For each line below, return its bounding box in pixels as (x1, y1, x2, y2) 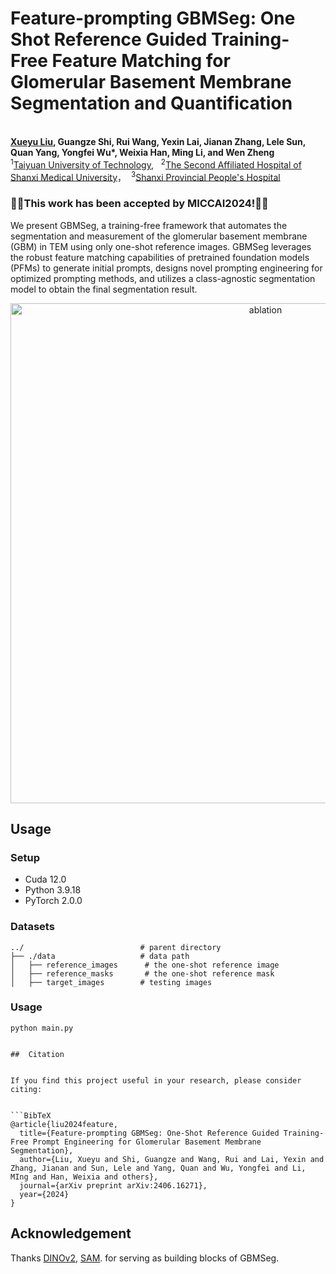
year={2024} (19, 1189, 70, 1199)
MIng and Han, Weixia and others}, (10, 1172, 159, 1182)
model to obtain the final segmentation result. (10, 283, 198, 295)
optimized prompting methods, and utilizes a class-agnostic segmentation (10, 272, 316, 284)
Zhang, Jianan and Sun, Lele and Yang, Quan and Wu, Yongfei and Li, (10, 1163, 307, 1173)
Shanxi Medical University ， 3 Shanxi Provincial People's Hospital (10, 169, 281, 183)
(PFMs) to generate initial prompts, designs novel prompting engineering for (10, 262, 323, 274)
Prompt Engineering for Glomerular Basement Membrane (32, 1137, 262, 1147)
